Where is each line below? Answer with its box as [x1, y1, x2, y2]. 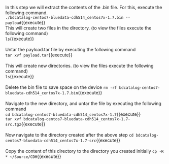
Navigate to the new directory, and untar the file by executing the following [5, 101, 161, 106]
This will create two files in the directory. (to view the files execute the [5, 25, 152, 31]
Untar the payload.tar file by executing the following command [5, 47, 136, 52]
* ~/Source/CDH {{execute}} [5, 153, 62, 159]
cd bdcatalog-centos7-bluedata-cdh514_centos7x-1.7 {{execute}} [5, 111, 141, 117]
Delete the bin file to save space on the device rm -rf [5, 84, 117, 90]
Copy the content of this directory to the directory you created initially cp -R [5, 148, 164, 154]
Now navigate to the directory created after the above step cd [5, 132, 134, 138]
